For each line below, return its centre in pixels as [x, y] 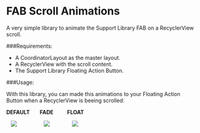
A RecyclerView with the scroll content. [64, 64]
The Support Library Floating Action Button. [69, 70]
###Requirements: [29, 46]
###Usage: [20, 82]
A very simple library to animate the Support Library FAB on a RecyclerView [100, 28]
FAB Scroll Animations [63, 11]
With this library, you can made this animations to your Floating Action [93, 94]
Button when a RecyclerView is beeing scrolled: [66, 100]
